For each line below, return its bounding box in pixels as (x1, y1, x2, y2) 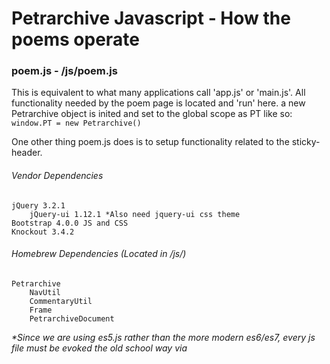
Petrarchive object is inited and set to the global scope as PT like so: (11, 108, 293, 120)
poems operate (11, 28, 140, 51)
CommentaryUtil (29, 296, 93, 306)
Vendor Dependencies (11, 170, 104, 182)
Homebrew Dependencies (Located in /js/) (11, 248, 187, 260)
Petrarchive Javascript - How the (11, 7, 291, 30)
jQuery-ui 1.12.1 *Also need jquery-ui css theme (29, 209, 241, 219)
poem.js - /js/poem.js (11, 64, 118, 78)
